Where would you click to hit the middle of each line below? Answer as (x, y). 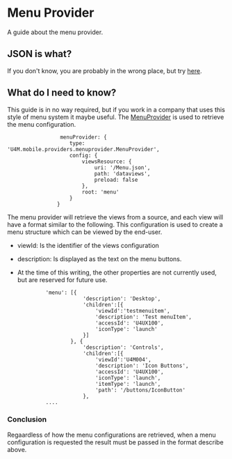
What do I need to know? (62, 93)
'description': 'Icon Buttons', (142, 366)
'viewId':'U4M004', (123, 359)
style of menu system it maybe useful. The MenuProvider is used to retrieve (116, 117)
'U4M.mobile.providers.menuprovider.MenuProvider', (83, 149)
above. (17, 449)
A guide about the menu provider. (55, 32)
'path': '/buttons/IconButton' (140, 390)
